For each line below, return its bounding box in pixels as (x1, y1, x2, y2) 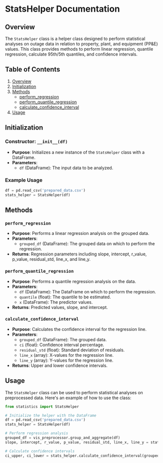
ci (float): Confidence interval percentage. (19, 342, 104, 347)
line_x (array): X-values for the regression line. (19, 352, 114, 358)
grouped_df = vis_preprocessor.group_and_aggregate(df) (5, 435, 120, 441)
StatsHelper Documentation (5, 3, 120, 15)
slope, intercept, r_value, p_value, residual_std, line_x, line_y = (5, 440, 149, 444)
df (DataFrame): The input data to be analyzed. (19, 165, 114, 171)
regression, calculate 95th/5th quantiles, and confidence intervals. (5, 51, 138, 57)
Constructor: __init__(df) (5, 138, 68, 145)
